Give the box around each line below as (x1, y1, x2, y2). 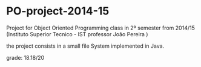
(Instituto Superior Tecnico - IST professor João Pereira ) (6, 30, 148, 37)
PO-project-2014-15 (6, 4, 110, 18)
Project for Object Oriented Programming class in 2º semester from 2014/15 (6, 24, 195, 31)
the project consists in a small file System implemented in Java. (6, 42, 165, 49)
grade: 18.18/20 (6, 54, 45, 61)
